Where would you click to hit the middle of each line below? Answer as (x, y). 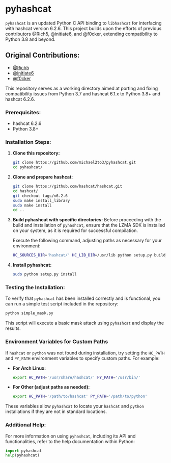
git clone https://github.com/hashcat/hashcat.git (67, 187)
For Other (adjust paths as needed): (51, 387)
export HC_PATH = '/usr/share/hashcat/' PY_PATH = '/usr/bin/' (77, 377)
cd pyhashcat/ (27, 167)
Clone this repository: (36, 153)
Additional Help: (26, 425)
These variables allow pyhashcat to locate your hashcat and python (75, 406)
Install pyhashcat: (32, 265)
